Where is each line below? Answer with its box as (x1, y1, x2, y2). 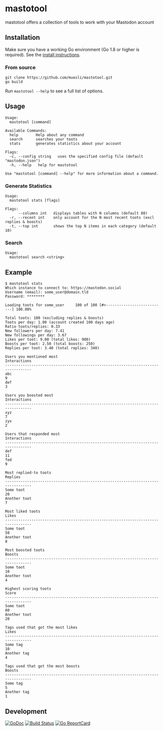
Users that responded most (5, 432, 60, 437)
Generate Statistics (5, 182, 52, 189)
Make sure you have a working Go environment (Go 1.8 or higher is (5, 46, 140, 52)
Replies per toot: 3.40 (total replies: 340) (5, 346, 99, 351)
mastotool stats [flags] (9, 198, 60, 203)
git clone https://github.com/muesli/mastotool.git (5, 75, 113, 80)
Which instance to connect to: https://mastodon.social (5, 285, 121, 290)
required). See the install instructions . (5, 52, 81, 57)
